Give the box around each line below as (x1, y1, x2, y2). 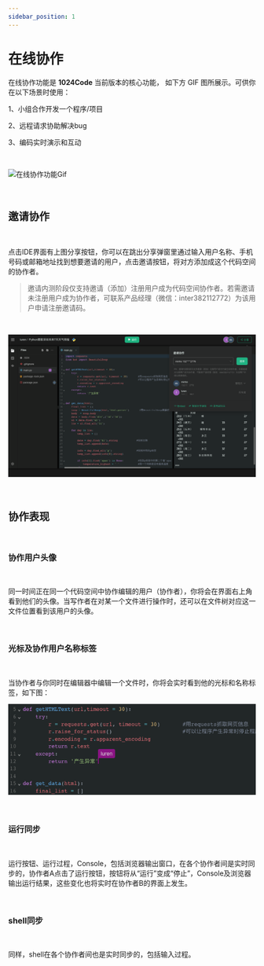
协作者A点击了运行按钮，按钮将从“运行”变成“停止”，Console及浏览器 (28, 869, 251, 878)
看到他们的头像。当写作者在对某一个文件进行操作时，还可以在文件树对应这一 (8, 597, 256, 606)
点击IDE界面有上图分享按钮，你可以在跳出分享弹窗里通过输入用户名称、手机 (8, 248, 254, 257)
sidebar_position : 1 (8, 13, 76, 20)
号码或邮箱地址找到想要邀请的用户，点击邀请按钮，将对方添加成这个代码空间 (8, 257, 256, 266)
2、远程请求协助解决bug (8, 120, 87, 130)
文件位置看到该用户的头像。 (8, 606, 98, 616)
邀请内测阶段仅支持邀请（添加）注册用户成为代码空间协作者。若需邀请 (27, 284, 255, 293)
